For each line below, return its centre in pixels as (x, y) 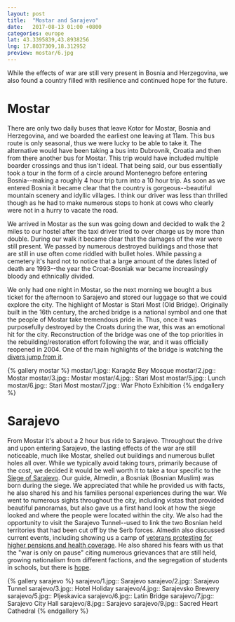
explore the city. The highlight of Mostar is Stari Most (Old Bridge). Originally (118, 304)
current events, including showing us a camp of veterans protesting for (110, 537)
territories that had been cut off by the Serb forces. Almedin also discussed (116, 530)
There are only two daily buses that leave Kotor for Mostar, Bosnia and (109, 128)
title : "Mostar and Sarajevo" (53, 20)
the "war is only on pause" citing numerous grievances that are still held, (112, 552)
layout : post (26, 14)
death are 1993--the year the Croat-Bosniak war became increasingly (108, 268)
